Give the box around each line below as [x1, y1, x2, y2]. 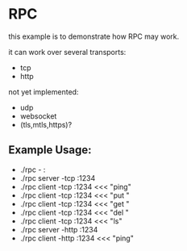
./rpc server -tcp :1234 [19, 173, 96, 182]
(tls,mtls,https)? [19, 119, 73, 129]
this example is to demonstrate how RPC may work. [8, 31, 180, 41]
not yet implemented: [8, 86, 79, 97]
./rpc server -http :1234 [19, 224, 98, 234]
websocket [19, 111, 57, 121]
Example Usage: [8, 143, 92, 157]
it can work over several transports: [8, 47, 127, 56]
